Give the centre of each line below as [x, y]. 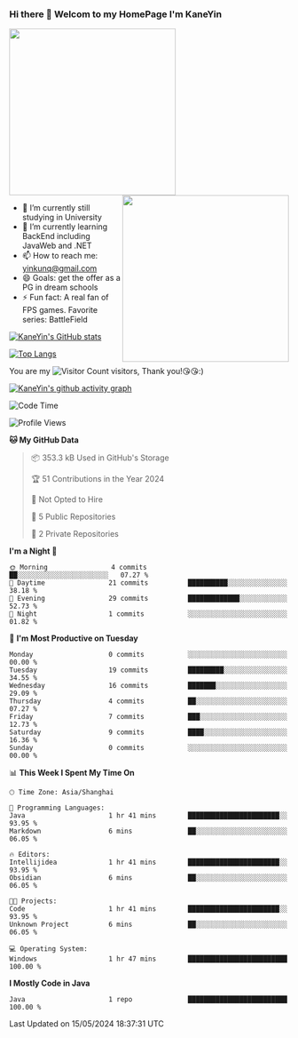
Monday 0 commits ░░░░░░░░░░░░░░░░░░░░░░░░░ [149, 655]
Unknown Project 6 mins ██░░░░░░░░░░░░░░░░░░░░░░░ [149, 925]
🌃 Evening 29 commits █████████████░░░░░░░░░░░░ [149, 599]
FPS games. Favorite [60, 310]
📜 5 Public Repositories [73, 517]
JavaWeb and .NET [57, 246]
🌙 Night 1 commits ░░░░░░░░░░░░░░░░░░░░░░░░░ [149, 614]
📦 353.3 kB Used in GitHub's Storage [100, 458]
